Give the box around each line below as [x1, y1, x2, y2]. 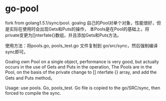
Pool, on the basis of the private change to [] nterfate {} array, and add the [5, 69, 157, 75]
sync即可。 [5, 49, 28, 55]
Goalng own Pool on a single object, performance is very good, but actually [5, 59, 160, 65]
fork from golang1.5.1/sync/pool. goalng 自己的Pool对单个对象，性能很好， [5, 20, 157, 26]
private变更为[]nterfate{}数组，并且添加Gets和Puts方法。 [5, 32, 122, 38]
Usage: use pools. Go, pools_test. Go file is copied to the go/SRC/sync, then [5, 85, 161, 91]
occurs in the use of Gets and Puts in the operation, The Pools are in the [5, 64, 152, 69]
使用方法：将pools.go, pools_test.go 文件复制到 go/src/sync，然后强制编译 [5, 42, 158, 48]
